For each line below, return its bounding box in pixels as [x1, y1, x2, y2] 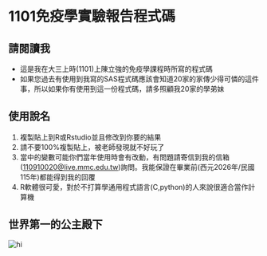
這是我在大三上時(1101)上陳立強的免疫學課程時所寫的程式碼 [19, 65, 213, 73]
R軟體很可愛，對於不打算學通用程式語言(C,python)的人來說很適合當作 [19, 182, 249, 191]
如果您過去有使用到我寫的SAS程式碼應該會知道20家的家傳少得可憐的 [19, 74, 245, 84]
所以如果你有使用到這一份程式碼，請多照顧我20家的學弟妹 [33, 85, 225, 93]
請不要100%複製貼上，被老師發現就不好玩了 [19, 142, 165, 152]
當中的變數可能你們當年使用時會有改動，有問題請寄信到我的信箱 [19, 152, 230, 162]
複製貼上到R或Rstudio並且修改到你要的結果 [19, 132, 162, 142]
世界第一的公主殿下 [8, 218, 103, 231]
